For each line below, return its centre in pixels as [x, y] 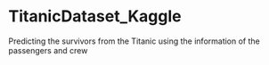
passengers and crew [48, 50]
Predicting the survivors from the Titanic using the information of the [134, 41]
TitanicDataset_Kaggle [95, 16]
